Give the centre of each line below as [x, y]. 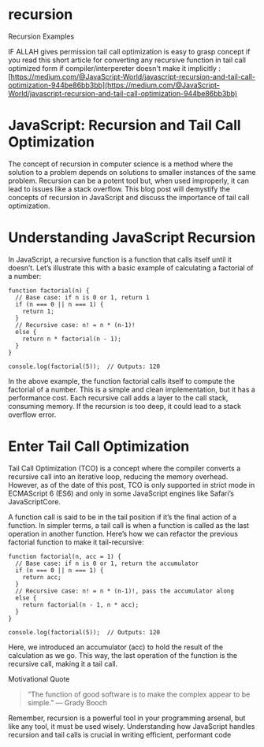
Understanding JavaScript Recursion [132, 238]
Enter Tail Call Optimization [99, 446]
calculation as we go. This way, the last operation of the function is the [123, 655]
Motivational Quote [39, 678]
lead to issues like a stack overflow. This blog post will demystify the [119, 189]
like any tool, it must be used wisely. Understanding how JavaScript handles [132, 726]
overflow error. [32, 414]
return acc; [42, 577]
